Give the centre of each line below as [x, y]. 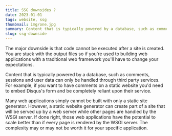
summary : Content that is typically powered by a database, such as [80, 29]
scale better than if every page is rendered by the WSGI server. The [77, 122]
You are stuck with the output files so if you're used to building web [76, 54]
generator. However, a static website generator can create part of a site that [85, 106]
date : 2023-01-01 [24, 15]
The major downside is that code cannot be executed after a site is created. [85, 48]
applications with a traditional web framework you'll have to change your [82, 59]
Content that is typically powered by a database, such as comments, [78, 74]
